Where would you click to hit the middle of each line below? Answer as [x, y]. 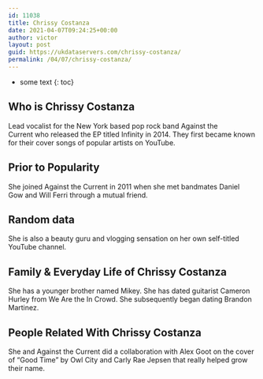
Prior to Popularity [54, 168]
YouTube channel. [37, 247]
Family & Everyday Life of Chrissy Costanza [117, 272]
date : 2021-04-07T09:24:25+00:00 [63, 30]
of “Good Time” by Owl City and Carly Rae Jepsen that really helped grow [128, 359]
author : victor [33, 38]
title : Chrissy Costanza [49, 23]
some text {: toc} [47, 82]
